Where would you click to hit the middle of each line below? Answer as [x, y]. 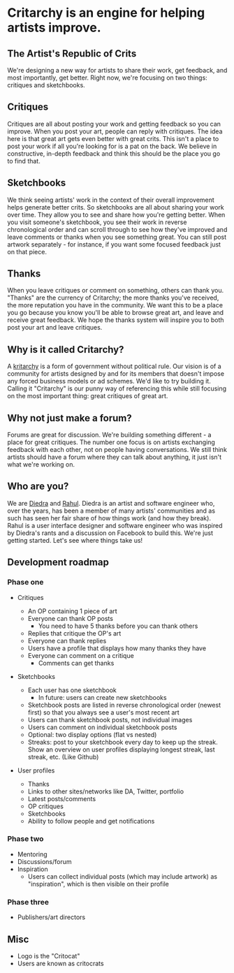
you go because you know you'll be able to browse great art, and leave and [116, 313]
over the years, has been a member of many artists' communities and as [111, 511]
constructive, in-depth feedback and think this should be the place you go [114, 153]
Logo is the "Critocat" [49, 956]
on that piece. [27, 251]
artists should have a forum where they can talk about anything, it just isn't [115, 457]
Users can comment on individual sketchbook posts [102, 727]
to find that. [24, 161]
